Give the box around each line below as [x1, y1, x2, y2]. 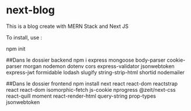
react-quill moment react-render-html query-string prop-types [6, 92, 157, 99]
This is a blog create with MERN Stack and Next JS [6, 23, 129, 30]
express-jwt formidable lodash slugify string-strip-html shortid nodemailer [6, 69, 185, 76]
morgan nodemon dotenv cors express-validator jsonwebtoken [23, 62, 175, 70]
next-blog [6, 3, 55, 17]
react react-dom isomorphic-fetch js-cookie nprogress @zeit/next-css [6, 86, 176, 93]
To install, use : [6, 34, 43, 41]
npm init [6, 45, 26, 52]
